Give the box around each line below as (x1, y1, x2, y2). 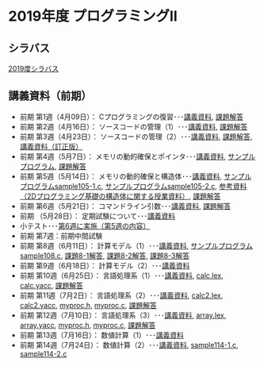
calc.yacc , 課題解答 (19, 280, 83, 290)
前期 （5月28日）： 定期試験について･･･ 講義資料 (19, 211, 176, 221)
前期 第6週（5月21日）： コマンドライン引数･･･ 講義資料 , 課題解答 (19, 201, 231, 210)
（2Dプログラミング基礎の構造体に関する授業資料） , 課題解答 (19, 191, 221, 201)
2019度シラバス (8, 64, 59, 73)
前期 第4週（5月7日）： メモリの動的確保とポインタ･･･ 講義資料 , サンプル (19, 152, 256, 161)
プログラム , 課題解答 (19, 161, 87, 171)
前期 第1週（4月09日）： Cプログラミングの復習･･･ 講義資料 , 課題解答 (19, 112, 244, 121)
